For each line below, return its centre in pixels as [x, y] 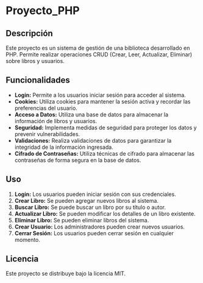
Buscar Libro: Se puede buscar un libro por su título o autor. [90, 207]
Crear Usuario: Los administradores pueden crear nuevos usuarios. [100, 227]
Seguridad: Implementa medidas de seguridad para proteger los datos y [105, 127]
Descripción [29, 33]
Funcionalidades [38, 80]
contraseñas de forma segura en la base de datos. [78, 160]
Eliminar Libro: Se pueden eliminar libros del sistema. [82, 220]
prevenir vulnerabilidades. [47, 134]
